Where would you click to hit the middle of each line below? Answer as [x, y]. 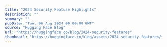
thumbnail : [16, 37]
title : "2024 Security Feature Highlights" [51, 10]
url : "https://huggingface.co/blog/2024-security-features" [69, 32]
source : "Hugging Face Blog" [35, 28]
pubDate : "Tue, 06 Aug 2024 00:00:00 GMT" [50, 23]
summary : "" [17, 19]
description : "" [22, 14]
